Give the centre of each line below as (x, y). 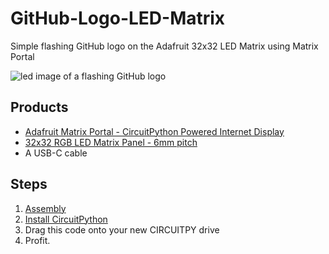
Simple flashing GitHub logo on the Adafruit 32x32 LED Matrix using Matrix (164, 46)
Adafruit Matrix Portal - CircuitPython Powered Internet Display (154, 131)
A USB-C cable (56, 153)
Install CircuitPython (66, 219)
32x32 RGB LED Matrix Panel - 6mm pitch (111, 142)
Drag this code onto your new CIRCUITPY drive (122, 229)
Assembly (45, 208)
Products (39, 107)
